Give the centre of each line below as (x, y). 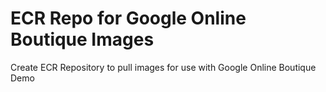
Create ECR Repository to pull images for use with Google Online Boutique (163, 67)
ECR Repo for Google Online (128, 18)
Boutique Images (82, 39)
